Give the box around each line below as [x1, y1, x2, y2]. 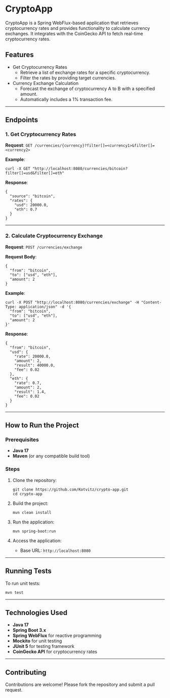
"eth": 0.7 [14, 207, 37, 212]
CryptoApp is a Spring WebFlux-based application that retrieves [5, 20, 139, 26]
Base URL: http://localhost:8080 [20, 547, 91, 553]
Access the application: [12, 537, 62, 544]
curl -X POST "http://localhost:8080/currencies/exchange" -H [5, 299, 139, 305]
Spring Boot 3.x [12, 627, 47, 633]
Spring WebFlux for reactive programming [12, 633, 102, 639]
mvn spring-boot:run [12, 529, 56, 534]
